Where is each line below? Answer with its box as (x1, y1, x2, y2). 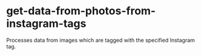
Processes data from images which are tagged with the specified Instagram (6, 36, 196, 43)
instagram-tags (6, 17, 87, 30)
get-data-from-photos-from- (6, 4, 156, 18)
